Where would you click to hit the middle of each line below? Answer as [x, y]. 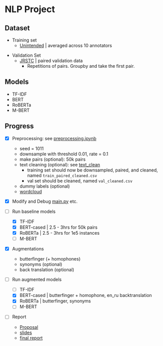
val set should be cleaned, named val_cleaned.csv [80, 181]
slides [26, 332]
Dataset [17, 28]
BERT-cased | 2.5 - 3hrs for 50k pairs [59, 227]
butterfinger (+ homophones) [50, 259]
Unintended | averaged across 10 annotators [66, 46]
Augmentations [28, 249]
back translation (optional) [47, 270]
